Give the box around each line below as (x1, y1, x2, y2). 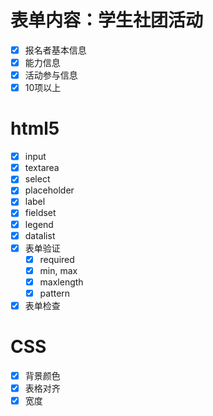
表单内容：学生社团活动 (10, 9, 204, 32)
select (24, 173, 51, 185)
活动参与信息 (24, 69, 78, 81)
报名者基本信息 (24, 44, 87, 56)
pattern (39, 287, 71, 299)
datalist (24, 229, 56, 241)
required (39, 253, 75, 265)
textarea (24, 162, 60, 174)
